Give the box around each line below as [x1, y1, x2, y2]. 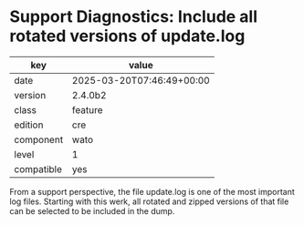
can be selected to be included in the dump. [9, 205, 175, 216]
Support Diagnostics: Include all [9, 6, 258, 27]
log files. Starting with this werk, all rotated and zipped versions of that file [9, 196, 289, 207]
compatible [14, 162, 62, 175]
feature [71, 103, 103, 116]
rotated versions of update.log [9, 26, 246, 46]
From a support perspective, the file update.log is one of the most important [9, 186, 295, 197]
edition [14, 118, 44, 131]
